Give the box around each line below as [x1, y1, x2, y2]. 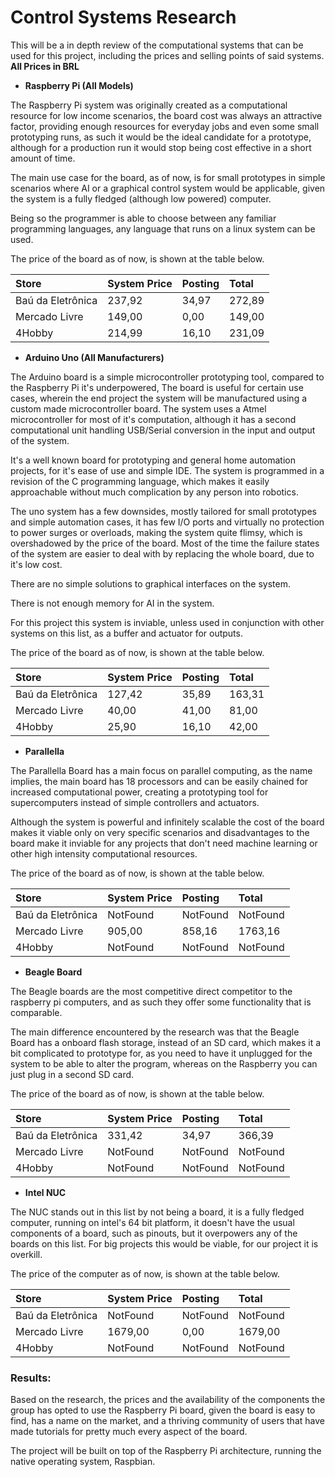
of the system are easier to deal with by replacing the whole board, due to [10, 547, 315, 560]
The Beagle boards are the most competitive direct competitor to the [10, 985, 293, 997]
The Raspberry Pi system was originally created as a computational [10, 99, 288, 111]
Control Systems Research [10, 6, 237, 29]
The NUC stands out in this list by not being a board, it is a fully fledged [10, 1206, 305, 1218]
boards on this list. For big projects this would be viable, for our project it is [10, 1237, 319, 1250]
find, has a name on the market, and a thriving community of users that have [10, 1415, 325, 1427]
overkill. [10, 1248, 43, 1260]
